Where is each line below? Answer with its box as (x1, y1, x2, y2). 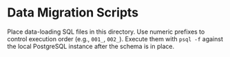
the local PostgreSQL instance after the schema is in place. (7, 42, 174, 50)
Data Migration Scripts (7, 5, 139, 21)
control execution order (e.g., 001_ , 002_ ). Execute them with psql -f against (7, 34, 224, 43)
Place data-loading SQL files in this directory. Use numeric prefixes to (7, 27, 205, 36)
